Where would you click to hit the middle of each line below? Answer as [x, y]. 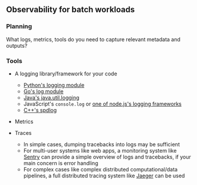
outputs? [17, 45]
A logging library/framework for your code [66, 74]
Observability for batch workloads [70, 10]
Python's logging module [54, 85]
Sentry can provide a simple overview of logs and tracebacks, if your [107, 157]
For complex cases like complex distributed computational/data [101, 169]
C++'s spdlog [40, 110]
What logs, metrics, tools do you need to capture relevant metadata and [93, 39]
